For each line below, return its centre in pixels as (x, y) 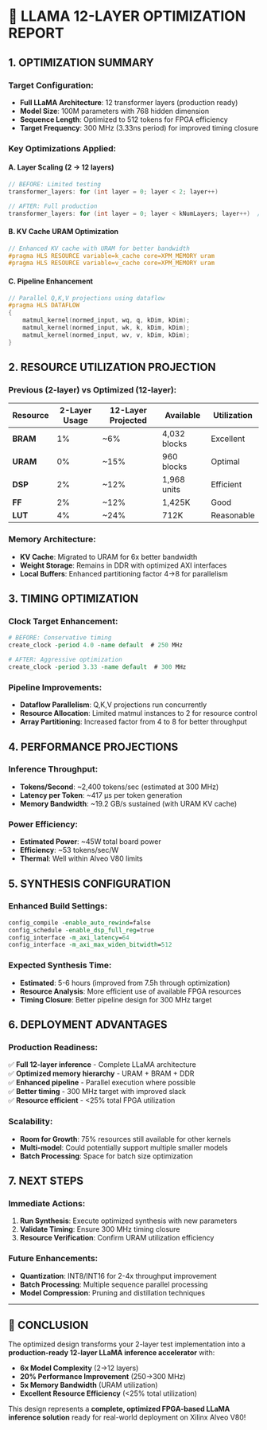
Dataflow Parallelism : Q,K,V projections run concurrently (113, 705)
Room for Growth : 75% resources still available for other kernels (125, 1139)
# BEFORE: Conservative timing (60, 638)
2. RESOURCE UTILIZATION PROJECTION (112, 367)
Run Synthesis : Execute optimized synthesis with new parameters (128, 1221)
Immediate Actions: (47, 1203)
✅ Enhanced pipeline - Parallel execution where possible (102, 1083)
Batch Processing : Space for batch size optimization (106, 1156)
